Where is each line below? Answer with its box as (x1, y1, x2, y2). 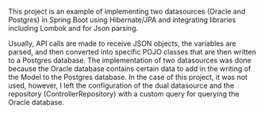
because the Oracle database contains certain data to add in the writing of (8, 64, 251, 73)
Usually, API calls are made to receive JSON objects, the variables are (8, 39, 236, 48)
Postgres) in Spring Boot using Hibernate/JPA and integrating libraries (8, 15, 236, 24)
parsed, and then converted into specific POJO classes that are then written (8, 47, 257, 56)
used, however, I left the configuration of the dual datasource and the (8, 81, 235, 90)
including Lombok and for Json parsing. (8, 24, 139, 32)
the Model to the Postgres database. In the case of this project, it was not (8, 73, 248, 81)
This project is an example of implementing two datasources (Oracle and (8, 7, 246, 16)
